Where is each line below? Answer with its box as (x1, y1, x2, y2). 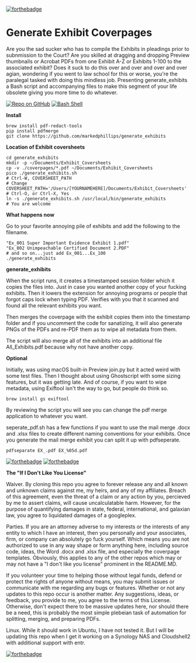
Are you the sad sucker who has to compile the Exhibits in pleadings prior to (6, 45, 190, 52)
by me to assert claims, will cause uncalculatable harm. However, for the (6, 499, 181, 506)
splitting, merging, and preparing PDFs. (6, 615, 101, 622)
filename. (6, 228, 29, 235)
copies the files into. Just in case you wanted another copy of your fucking (6, 283, 187, 290)
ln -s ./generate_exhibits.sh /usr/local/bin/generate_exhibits (6, 196, 166, 201)
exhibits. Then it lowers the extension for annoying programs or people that (6, 289, 188, 296)
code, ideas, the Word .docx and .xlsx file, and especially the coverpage (6, 548, 180, 555)
